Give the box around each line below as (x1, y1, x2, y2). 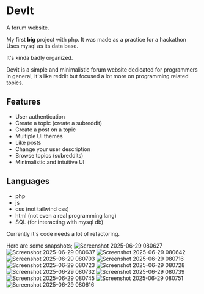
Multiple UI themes (15, 132, 63, 139)
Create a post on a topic (15, 126, 76, 133)
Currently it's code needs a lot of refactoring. (6, 230, 120, 237)
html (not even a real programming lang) (15, 211, 117, 219)
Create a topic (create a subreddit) (15, 119, 103, 127)
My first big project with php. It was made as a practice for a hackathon (6, 35, 186, 43)
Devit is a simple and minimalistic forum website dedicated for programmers (6, 65, 198, 73)
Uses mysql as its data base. (6, 42, 78, 50)
